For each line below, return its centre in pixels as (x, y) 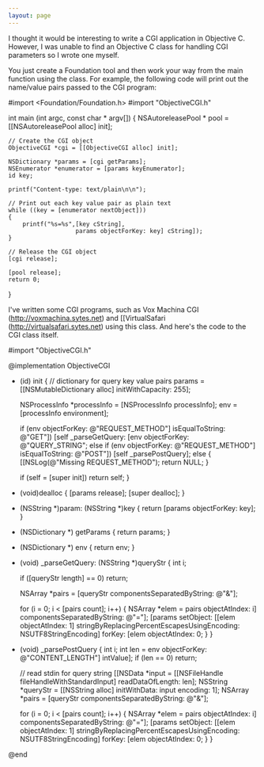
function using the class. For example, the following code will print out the (128, 78)
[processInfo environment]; (64, 413)
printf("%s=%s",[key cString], (74, 224)
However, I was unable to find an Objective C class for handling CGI (118, 46)
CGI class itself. (34, 334)
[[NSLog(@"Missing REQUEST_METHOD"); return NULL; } (114, 462)
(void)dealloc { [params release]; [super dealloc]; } (102, 493)
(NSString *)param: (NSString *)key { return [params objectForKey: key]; (138, 508)
